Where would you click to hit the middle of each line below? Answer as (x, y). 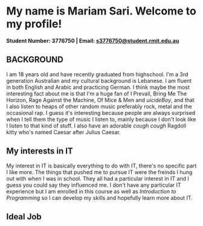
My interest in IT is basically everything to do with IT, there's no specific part (101, 166)
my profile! (34, 24)
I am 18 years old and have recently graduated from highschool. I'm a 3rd (97, 74)
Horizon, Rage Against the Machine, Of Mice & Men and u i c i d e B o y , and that (100, 100)
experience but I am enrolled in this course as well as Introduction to (91, 191)
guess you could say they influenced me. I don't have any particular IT (94, 185)
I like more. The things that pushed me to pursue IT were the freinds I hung (99, 172)
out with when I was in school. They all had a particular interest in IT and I (98, 178)
